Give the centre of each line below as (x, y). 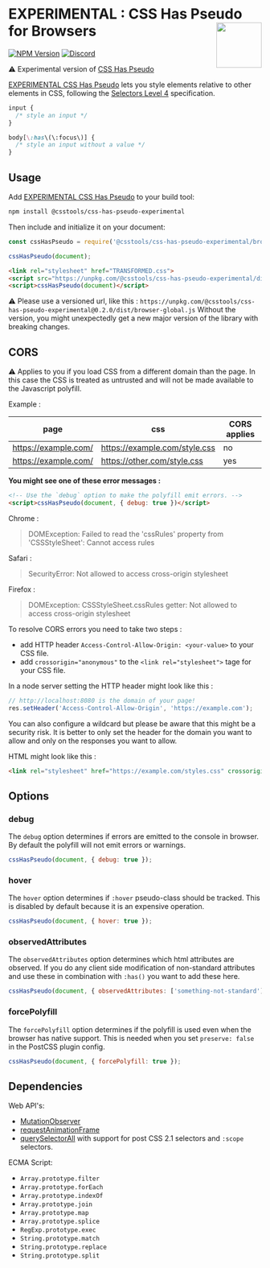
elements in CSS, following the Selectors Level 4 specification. (112, 93)
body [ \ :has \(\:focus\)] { (51, 138)
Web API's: (27, 1106)
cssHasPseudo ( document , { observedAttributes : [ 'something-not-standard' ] (136, 991)
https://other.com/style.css (152, 461)
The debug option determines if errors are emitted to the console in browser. (134, 836)
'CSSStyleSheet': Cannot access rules (91, 542)
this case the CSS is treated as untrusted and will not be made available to (131, 380)
